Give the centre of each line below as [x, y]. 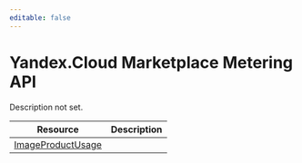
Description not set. [46, 107]
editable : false [40, 18]
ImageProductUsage [58, 144]
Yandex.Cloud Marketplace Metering [151, 62]
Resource [58, 129]
